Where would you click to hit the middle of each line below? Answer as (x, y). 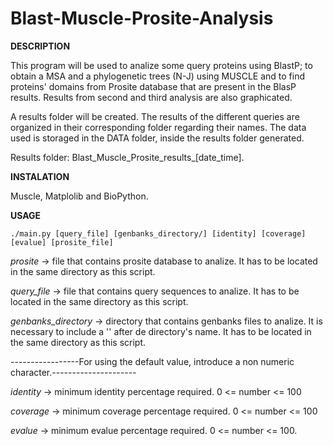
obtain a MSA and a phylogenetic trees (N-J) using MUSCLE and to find (157, 76)
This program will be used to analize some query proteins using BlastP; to (161, 65)
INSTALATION (40, 176)
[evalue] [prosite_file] (62, 242)
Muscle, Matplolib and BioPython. (79, 196)
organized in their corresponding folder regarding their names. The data (158, 127)
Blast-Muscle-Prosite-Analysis (142, 18)
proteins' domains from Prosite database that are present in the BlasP (153, 86)
